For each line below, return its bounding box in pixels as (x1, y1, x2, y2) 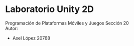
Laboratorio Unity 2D (5, 3, 94, 15)
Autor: (5, 25, 19, 31)
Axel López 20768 (12, 35, 50, 41)
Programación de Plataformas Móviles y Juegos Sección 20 (5, 20, 129, 26)
